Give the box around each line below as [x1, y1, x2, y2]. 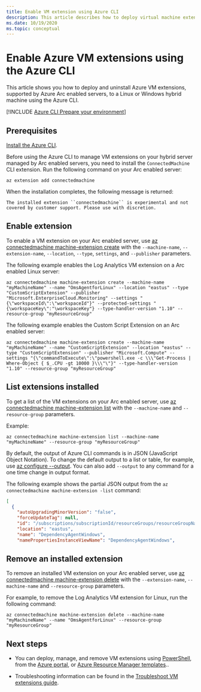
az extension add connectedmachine [6, 177, 95, 183]
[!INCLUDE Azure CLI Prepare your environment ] [6, 109, 127, 116]
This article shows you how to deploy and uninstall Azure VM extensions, [6, 84, 187, 91]
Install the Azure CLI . [6, 142, 58, 149]
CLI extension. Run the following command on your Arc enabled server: [6, 166, 182, 173]
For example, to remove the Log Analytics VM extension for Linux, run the [6, 594, 188, 601]
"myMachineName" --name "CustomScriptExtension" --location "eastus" [6, 344, 184, 351]
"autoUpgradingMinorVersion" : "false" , [17, 509, 117, 516]
